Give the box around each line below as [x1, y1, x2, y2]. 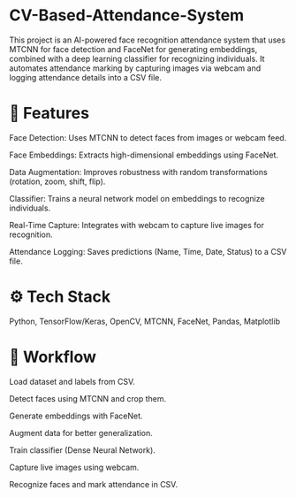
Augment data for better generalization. [9, 427, 153, 438]
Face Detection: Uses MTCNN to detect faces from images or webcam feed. [9, 132, 287, 142]
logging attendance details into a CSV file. [9, 72, 162, 82]
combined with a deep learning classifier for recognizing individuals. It [9, 53, 265, 64]
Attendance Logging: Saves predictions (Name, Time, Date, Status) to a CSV [9, 246, 287, 257]
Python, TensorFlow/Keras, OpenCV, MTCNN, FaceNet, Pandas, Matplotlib [9, 316, 281, 326]
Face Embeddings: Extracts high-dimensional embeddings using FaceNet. [9, 149, 279, 160]
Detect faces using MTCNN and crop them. [9, 393, 166, 403]
